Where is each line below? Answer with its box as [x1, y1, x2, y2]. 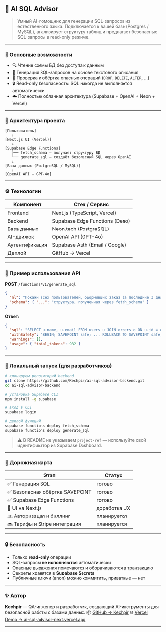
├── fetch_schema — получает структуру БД [11, 150, 100, 155]
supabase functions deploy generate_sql [5, 428, 90, 433]
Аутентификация [7, 241, 48, 248]
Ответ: [5, 313, 20, 319]
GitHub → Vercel [52, 249, 90, 256]
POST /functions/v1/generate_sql [5, 281, 76, 287]
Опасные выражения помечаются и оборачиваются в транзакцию [12, 565, 153, 571]
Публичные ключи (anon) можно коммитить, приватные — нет [12, 575, 145, 581]
